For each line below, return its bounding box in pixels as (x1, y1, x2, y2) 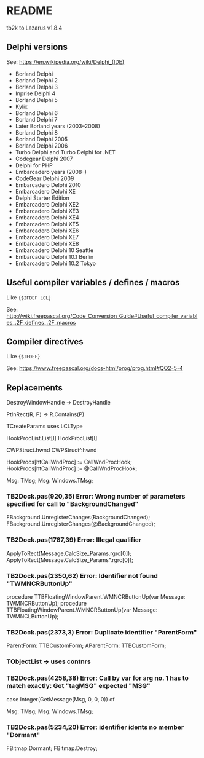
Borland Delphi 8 (15, 128, 58, 136)
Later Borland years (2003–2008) (15, 122, 100, 130)
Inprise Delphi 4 (15, 90, 56, 97)
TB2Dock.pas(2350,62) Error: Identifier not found (6, 571, 158, 580)
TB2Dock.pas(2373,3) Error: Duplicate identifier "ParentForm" (6, 628, 197, 636)
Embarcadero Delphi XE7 (15, 233, 79, 240)
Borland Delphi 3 (15, 83, 58, 90)
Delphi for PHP (15, 161, 53, 169)
